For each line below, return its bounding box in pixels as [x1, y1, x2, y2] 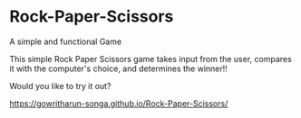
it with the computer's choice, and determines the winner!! [9, 63, 228, 74]
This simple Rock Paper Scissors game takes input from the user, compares [9, 53, 292, 64]
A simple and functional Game [9, 36, 122, 47]
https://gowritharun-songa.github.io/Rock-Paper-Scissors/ [9, 97, 228, 109]
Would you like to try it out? [9, 80, 112, 91]
